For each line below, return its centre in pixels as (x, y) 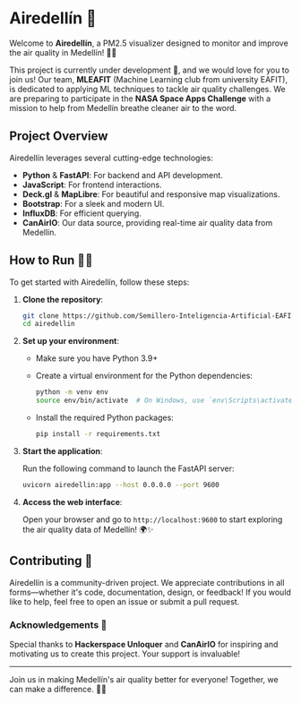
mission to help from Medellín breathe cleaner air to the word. (123, 107)
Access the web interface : (72, 502)
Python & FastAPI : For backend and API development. (123, 175)
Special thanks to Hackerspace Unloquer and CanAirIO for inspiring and (144, 644)
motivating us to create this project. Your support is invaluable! (125, 654)
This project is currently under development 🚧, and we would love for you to (149, 70)
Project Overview (59, 137)
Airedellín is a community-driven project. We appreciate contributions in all (147, 582)
